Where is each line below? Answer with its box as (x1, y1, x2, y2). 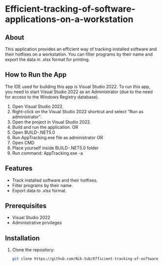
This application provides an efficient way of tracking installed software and (5, 46, 157, 52)
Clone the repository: (12, 247, 55, 253)
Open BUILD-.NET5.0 (12, 129, 55, 135)
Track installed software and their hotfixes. (12, 177, 98, 183)
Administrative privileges (12, 220, 62, 225)
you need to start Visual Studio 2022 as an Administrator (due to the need (5, 89, 153, 95)
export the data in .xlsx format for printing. (5, 57, 90, 62)
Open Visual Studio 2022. (12, 103, 64, 109)
